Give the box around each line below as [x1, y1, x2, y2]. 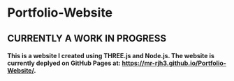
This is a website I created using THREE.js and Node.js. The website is [7, 52, 215, 60]
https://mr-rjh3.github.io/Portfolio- [122, 59, 227, 67]
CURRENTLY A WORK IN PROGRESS [7, 33, 166, 44]
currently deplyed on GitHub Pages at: [7, 59, 121, 67]
